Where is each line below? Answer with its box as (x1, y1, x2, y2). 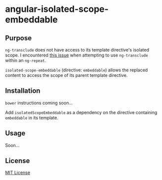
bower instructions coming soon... (5, 100, 73, 106)
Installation (5, 87, 40, 95)
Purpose (5, 34, 32, 42)
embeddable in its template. (5, 115, 58, 120)
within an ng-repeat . (5, 58, 46, 63)
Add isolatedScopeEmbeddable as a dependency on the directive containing (5, 109, 158, 115)
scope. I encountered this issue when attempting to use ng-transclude (5, 52, 148, 58)
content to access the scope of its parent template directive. (5, 72, 128, 78)
